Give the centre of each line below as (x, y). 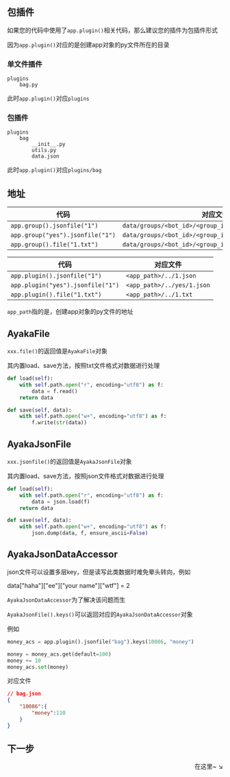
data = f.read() (55, 391)
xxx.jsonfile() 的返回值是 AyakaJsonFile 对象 (69, 461)
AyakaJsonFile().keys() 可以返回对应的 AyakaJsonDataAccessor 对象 (100, 614)
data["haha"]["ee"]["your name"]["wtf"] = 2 (68, 585)
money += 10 (24, 661)
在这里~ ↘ (208, 767)
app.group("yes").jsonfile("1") (63, 235)
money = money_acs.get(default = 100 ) (59, 654)
